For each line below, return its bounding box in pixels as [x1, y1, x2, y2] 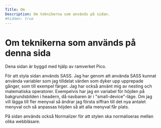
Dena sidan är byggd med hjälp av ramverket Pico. [5, 64, 106, 70]
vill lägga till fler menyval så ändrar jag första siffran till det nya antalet [5, 99, 146, 105]
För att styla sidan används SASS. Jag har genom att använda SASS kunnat [5, 73, 157, 79]
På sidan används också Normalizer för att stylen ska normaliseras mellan [5, 113, 154, 119]
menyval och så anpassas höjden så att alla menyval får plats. [5, 104, 129, 110]
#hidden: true [5, 16, 34, 21]
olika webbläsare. [5, 119, 40, 125]
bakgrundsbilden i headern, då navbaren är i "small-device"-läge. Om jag [5, 93, 153, 100]
